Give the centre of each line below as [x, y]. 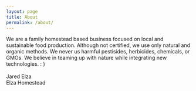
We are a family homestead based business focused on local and [85, 39]
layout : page [22, 11]
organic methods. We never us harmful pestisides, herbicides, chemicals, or [98, 52]
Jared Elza [19, 76]
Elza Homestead [26, 83]
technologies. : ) [26, 64]
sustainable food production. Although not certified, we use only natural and [98, 45]
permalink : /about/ [30, 22]
